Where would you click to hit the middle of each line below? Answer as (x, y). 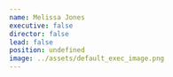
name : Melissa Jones (47, 17)
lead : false (31, 42)
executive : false (41, 26)
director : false (39, 34)
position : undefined (47, 50)
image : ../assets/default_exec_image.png (87, 58)
